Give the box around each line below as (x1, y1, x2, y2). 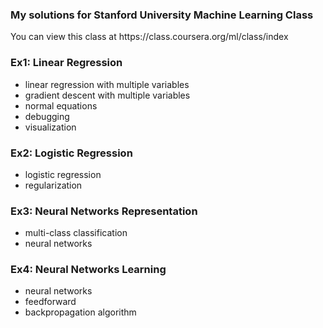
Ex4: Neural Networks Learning (10, 263, 167, 277)
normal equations (24, 99, 98, 112)
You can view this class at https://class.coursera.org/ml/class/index (10, 31, 289, 43)
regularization (24, 179, 83, 191)
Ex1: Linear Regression (10, 56, 123, 70)
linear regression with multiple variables (24, 78, 190, 90)
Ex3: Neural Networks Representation (10, 204, 198, 218)
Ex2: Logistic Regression (10, 146, 133, 160)
